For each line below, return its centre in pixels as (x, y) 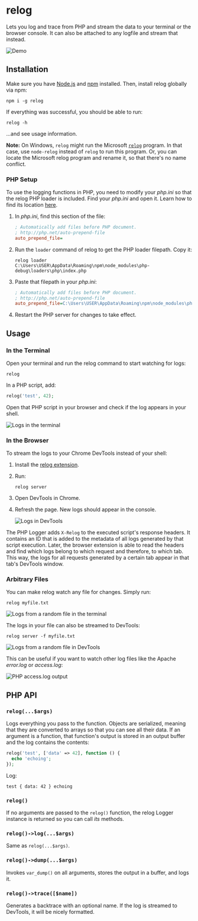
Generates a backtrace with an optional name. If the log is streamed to (92, 905)
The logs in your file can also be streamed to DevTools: (73, 625)
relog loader (31, 260)
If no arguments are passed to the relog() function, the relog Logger (90, 813)
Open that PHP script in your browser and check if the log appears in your (96, 407)
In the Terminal (28, 350)
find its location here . (32, 205)
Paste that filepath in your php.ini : (56, 281)
